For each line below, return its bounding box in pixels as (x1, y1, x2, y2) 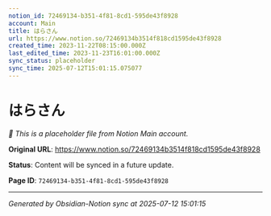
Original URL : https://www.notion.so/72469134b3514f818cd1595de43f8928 (8, 144, 261, 154)
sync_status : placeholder (8, 57, 95, 65)
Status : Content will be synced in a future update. (8, 160, 174, 169)
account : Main (8, 19, 56, 27)
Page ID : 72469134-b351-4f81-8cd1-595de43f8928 (8, 175, 169, 185)
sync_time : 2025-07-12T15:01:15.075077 (8, 64, 143, 73)
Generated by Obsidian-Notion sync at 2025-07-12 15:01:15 (8, 198, 206, 208)
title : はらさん (8, 27, 58, 35)
